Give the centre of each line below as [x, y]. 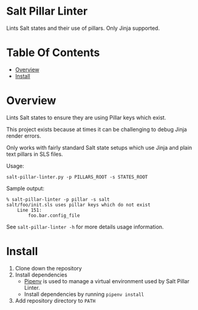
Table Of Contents [53, 53]
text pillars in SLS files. [35, 154]
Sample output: [25, 188]
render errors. [24, 136]
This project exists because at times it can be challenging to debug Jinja [97, 129]
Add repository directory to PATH [55, 300]
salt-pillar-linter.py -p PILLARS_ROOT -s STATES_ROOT [77, 177]
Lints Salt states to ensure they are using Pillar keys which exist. [86, 118]
